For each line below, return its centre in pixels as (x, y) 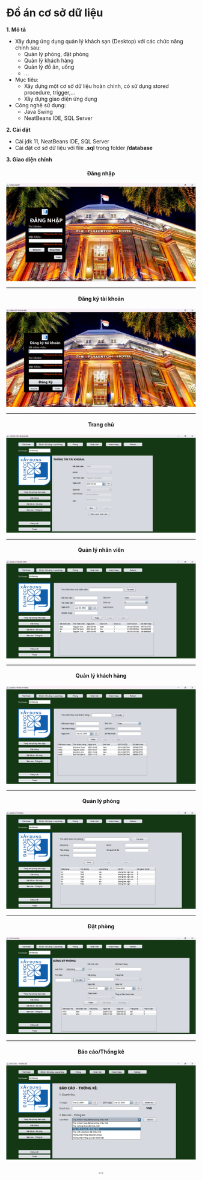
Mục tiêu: (27, 80)
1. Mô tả (16, 30)
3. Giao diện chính (29, 159)
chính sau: (28, 48)
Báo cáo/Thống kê (101, 1052)
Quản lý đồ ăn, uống (49, 67)
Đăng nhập (101, 173)
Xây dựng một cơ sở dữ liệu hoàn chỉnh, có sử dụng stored (96, 86)
